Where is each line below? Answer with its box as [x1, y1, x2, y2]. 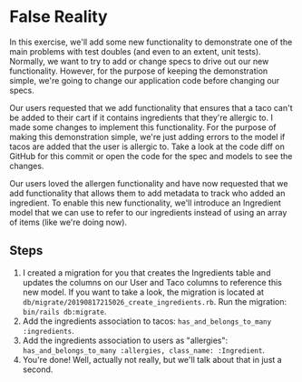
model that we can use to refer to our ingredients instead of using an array [9, 206, 287, 217]
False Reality [9, 6, 108, 27]
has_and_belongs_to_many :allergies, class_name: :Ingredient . [22, 344, 266, 356]
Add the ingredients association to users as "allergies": [22, 335, 229, 346]
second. [22, 364, 54, 375]
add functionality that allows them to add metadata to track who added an [9, 187, 286, 198]
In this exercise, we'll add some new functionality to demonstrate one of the [9, 36, 293, 47]
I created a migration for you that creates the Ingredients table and [22, 266, 271, 278]
